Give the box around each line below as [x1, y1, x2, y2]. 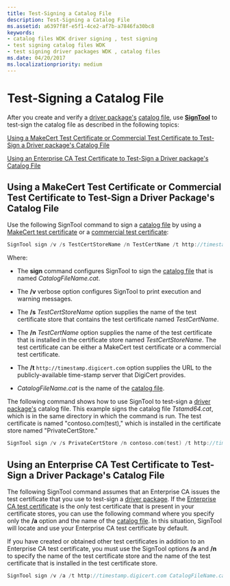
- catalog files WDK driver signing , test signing [7, 36, 157, 42]
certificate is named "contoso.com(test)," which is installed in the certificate [7, 419, 221, 428]
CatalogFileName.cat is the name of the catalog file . [16, 384, 165, 392]
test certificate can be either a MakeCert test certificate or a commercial [16, 343, 221, 351]
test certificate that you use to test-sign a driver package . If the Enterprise [7, 494, 217, 503]
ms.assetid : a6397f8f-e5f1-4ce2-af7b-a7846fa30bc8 [7, 23, 155, 29]
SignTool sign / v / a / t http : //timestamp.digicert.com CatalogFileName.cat [7, 572, 228, 579]
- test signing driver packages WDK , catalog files [7, 49, 161, 55]
